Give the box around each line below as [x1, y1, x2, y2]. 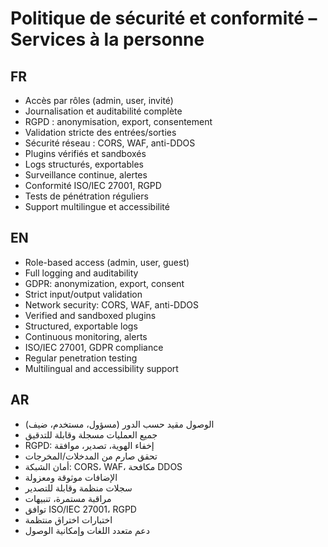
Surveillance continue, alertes [24, 169, 148, 181]
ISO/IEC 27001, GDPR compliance [24, 341, 164, 353]
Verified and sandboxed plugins [24, 309, 157, 321]
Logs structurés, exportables [24, 158, 144, 170]
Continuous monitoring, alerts [24, 330, 148, 342]
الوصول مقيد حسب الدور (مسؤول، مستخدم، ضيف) [24, 418, 215, 430]
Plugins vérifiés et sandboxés [24, 148, 147, 159]
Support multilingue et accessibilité [24, 201, 170, 212]
